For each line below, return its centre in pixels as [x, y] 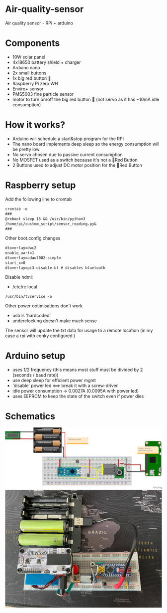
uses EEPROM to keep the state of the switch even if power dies [78, 396]
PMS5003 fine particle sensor [43, 94]
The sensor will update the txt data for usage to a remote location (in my [79, 330]
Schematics [30, 416]
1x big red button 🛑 [32, 78]
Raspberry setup [41, 185]
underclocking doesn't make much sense [54, 321]
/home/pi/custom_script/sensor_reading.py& [51, 224]
